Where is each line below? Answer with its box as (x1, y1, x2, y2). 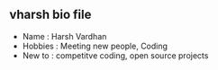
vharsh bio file (9, 7, 92, 22)
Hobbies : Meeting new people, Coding (22, 40, 168, 51)
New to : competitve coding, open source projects (22, 49, 209, 61)
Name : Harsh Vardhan (22, 31, 107, 41)
